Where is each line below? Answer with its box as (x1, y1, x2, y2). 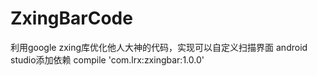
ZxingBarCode (10, 7, 133, 30)
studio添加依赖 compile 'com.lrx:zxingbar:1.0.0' (10, 53, 205, 66)
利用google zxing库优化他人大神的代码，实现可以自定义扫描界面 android (10, 41, 308, 53)
